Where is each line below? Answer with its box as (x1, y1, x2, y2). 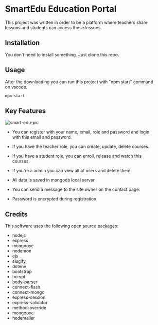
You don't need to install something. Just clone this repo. (5, 52, 119, 57)
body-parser (12, 279, 37, 285)
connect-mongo (12, 289, 45, 295)
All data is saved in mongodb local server (12, 177, 95, 183)
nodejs (12, 233, 26, 238)
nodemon (12, 248, 32, 254)
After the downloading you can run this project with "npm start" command (5, 79, 154, 85)
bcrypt (12, 274, 26, 280)
